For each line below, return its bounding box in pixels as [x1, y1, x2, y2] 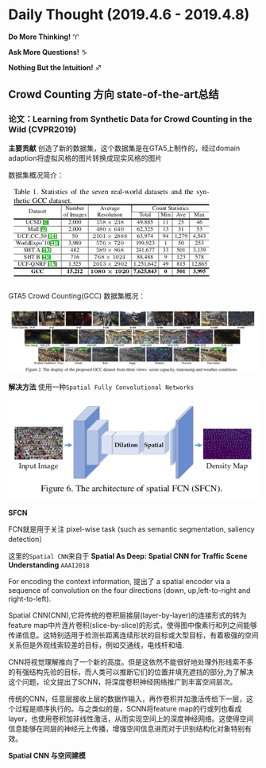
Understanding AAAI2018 [8, 560, 90, 570]
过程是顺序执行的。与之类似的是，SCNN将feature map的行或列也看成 [14, 704, 242, 714]
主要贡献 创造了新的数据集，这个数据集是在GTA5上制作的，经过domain [8, 143, 241, 153]
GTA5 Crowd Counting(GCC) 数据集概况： [8, 290, 145, 300]
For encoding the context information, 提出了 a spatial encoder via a [8, 577, 230, 587]
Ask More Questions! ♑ [8, 47, 88, 57]
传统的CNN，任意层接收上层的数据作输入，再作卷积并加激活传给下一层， [8, 694, 247, 704]
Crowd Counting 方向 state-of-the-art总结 [8, 88, 220, 101]
